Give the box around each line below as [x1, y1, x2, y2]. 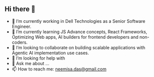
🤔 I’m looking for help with [11, 55, 65, 61]
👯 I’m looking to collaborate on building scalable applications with [11, 44, 146, 50]
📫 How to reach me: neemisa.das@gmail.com [11, 66, 107, 72]
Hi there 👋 [4, 5, 36, 13]
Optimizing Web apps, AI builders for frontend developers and [11, 34, 139, 40]
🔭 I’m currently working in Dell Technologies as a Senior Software [11, 18, 146, 24]
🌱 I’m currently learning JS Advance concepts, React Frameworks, [11, 28, 148, 35]
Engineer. [11, 23, 32, 29]
